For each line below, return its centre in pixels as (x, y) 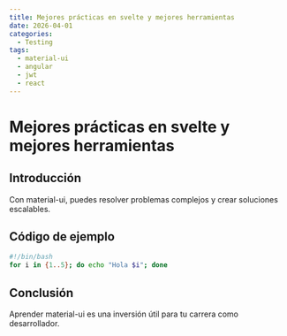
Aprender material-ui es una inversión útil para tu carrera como (124, 314)
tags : (19, 50)
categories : (31, 34)
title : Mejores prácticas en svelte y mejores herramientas (122, 17)
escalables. (30, 209)
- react (31, 83)
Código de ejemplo (62, 237)
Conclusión (42, 293)
